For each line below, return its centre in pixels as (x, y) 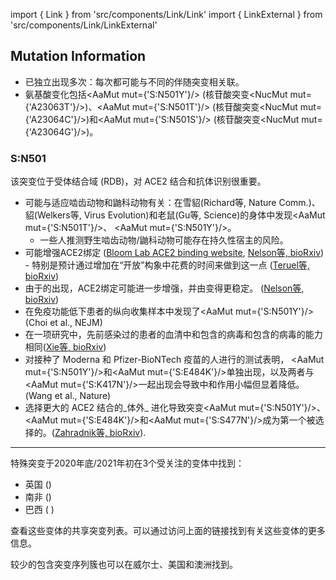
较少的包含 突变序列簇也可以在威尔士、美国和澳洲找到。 (124, 565)
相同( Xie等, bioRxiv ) (65, 347)
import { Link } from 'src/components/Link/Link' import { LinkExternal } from (166, 14)
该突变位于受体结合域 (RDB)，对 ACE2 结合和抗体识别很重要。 (138, 181)
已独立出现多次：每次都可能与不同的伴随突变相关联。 (134, 81)
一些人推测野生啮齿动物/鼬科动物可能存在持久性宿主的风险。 (164, 240)
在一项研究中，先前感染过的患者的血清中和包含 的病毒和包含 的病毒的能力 (173, 335)
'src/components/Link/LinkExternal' (84, 25)
